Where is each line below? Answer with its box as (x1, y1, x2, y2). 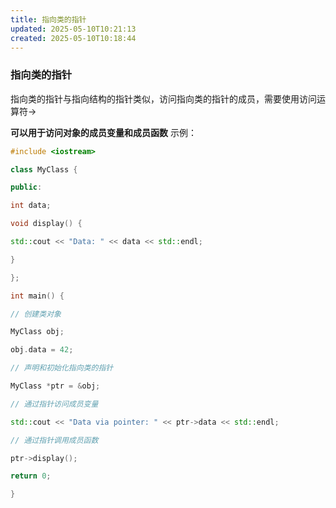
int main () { (10, 291, 65, 301)
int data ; (10, 201, 52, 211)
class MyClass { (10, 164, 78, 175)
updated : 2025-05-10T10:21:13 (10, 24, 137, 34)
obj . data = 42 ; (10, 345, 74, 355)
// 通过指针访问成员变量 (10, 399, 99, 409)
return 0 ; (10, 471, 52, 481)
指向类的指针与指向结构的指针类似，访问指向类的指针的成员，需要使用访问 (10, 92, 317, 105)
